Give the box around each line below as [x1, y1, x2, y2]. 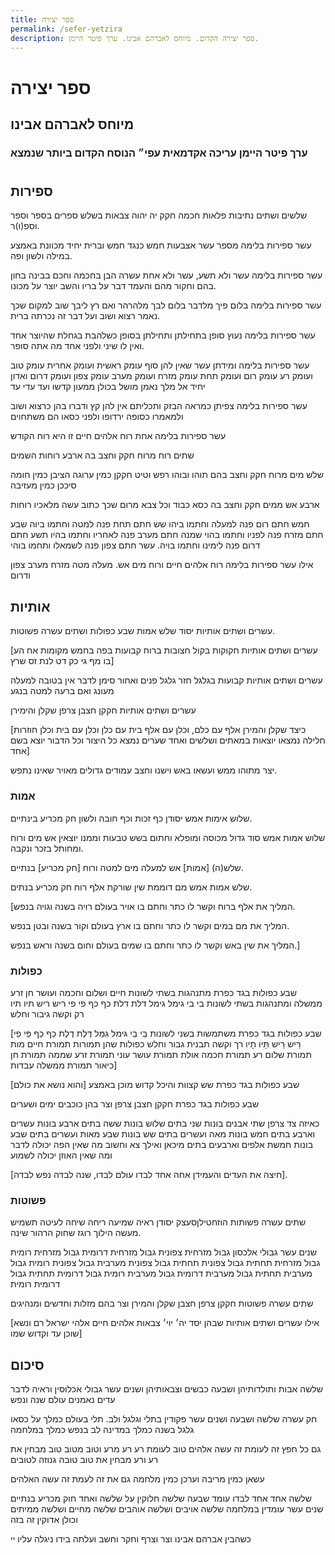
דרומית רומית [10, 1278, 61, 1290]
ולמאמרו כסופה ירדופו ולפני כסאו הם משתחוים [10, 411, 184, 423]
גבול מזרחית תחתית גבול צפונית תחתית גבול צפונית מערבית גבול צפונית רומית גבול [10, 1257, 321, 1269]
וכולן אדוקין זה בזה [10, 1514, 78, 1525]
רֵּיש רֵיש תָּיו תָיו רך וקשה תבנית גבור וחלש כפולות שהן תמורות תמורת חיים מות [10, 1037, 302, 1050]
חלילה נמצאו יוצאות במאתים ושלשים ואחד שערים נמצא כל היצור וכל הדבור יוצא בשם [10, 734, 326, 746]
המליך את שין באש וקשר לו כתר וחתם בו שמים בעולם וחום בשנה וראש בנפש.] [10, 939, 301, 951]
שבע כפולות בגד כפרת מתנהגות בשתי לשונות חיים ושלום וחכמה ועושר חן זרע [10, 986, 297, 998]
